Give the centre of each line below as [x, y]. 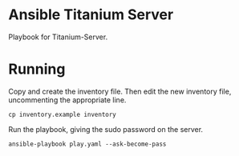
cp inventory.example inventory [62, 114]
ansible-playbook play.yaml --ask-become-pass [87, 144]
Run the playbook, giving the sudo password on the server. [105, 129]
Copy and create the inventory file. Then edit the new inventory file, [120, 91]
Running [37, 69]
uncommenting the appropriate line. [67, 100]
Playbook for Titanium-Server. [58, 37]
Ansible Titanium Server [91, 15]
